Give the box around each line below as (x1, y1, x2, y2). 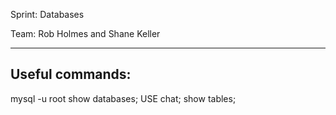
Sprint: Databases (10, 9, 85, 20)
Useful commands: (10, 66, 132, 83)
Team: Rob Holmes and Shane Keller (10, 28, 161, 39)
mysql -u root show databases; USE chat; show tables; (10, 92, 237, 104)
